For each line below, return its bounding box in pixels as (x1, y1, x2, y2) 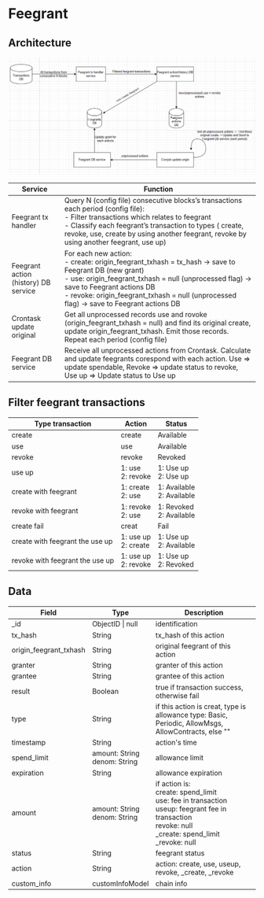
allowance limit (156, 752, 204, 762)
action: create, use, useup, (156, 859, 241, 869)
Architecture (8, 36, 72, 50)
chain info (156, 878, 188, 888)
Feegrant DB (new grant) (64, 265, 145, 275)
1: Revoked (157, 501, 194, 512)
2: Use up (157, 471, 189, 481)
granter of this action (156, 660, 223, 670)
